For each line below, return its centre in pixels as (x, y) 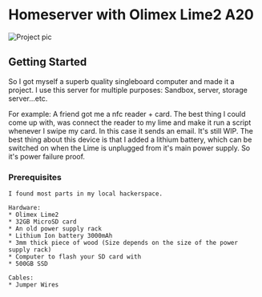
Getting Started (48, 62)
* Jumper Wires (34, 285)
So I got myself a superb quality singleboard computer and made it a (121, 81)
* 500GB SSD (28, 264)
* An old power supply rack (55, 229)
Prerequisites (35, 177)
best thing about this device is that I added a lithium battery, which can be (130, 139)
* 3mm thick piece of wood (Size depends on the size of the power (123, 243)
